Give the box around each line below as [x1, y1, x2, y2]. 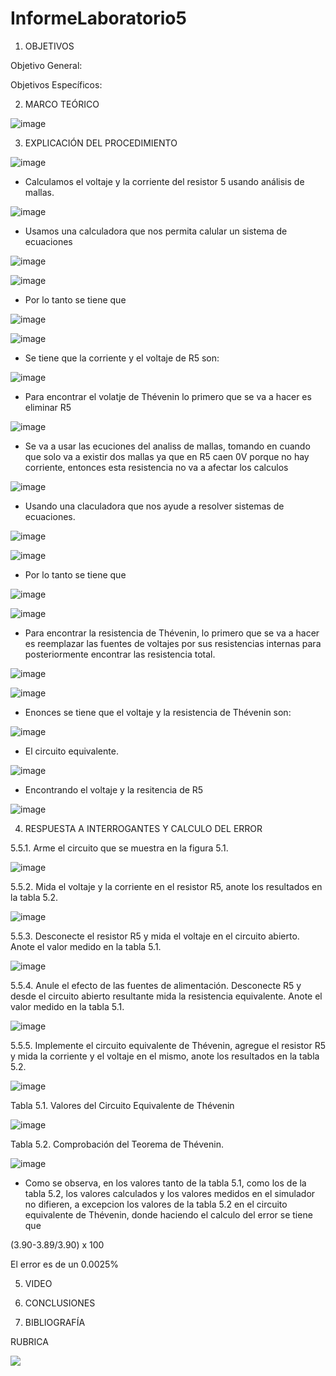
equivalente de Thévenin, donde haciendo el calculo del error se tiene [24, 1208, 313, 1221]
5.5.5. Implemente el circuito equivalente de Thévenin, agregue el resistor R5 [10, 1039, 326, 1051]
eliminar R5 [24, 401, 72, 413]
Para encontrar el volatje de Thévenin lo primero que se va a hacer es [24, 390, 312, 402]
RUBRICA [10, 1335, 49, 1347]
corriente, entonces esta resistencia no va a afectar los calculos [24, 461, 289, 473]
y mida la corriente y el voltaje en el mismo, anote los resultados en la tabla [10, 1050, 320, 1062]
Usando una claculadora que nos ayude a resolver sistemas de [24, 500, 285, 512]
